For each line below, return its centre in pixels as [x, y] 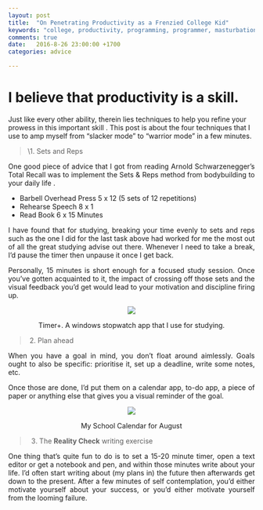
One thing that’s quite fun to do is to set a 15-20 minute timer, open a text [131, 456]
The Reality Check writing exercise [96, 441]
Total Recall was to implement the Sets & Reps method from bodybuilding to [131, 174]
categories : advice [40, 52]
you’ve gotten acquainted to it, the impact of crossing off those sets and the [131, 279]
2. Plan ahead [52, 340]
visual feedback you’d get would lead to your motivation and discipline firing [131, 286]
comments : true [33, 37]
